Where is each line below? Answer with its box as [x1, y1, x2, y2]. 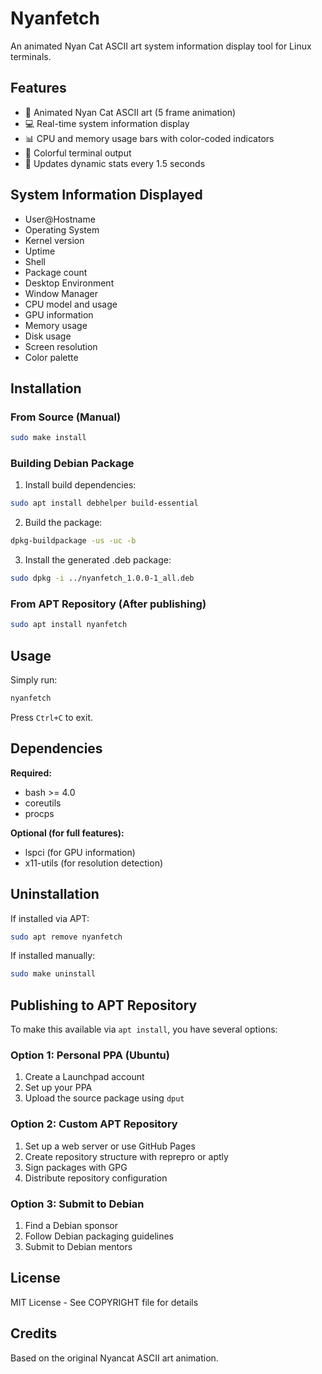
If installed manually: [10, 950, 96, 962]
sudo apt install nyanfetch [10, 620, 128, 630]
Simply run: [10, 674, 58, 686]
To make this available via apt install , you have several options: [10, 1023, 278, 1036]
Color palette [24, 351, 79, 363]
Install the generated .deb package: [24, 554, 172, 566]
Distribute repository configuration [24, 1172, 168, 1184]
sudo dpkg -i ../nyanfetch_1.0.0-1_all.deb [10, 573, 195, 584]
